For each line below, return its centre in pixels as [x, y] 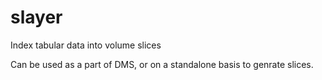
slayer [36, 17]
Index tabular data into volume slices [86, 45]
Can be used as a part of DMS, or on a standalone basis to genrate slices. [162, 64]
